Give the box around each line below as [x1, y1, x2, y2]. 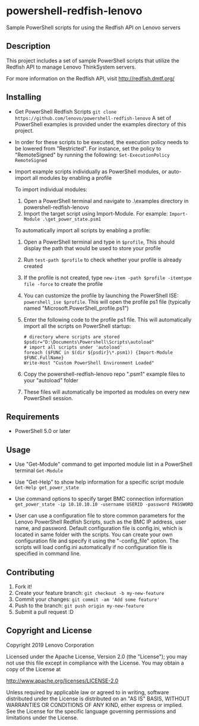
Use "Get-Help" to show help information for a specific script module [14, 478, 184, 486]
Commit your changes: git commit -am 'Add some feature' [14, 596, 160, 603]
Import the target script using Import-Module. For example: [23, 210, 168, 217]
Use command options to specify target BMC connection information [14, 496, 184, 503]
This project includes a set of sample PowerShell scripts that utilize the [6, 57, 179, 64]
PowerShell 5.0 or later [14, 428, 71, 435]
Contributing [6, 567, 55, 577]
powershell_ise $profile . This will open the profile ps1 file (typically [23, 298, 191, 305]
